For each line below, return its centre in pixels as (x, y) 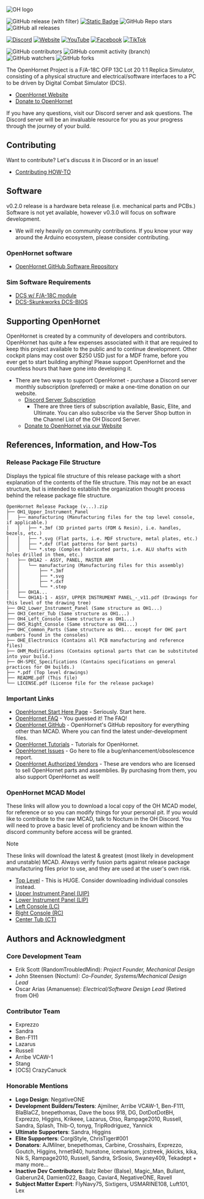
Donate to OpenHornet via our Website (73, 426)
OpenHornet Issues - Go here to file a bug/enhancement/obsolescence (105, 751)
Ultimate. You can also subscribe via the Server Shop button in (112, 413)
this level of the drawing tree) (49, 603)
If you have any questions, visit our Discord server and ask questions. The (100, 113)
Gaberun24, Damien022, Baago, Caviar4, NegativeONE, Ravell (93, 1177)
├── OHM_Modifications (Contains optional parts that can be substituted (102, 651)
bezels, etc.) (24, 533)
